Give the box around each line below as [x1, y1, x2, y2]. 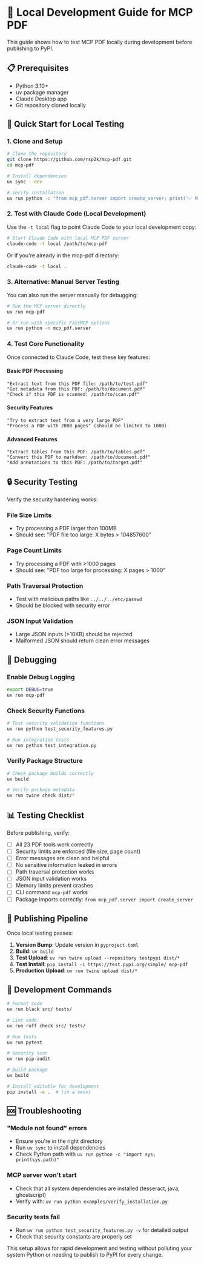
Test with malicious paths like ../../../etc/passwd [15, 595, 142, 602]
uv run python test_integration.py [7, 742, 97, 748]
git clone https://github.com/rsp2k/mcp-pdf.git [7, 157, 132, 163]
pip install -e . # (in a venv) [7, 1089, 91, 1095]
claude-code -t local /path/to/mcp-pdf [7, 240, 108, 247]
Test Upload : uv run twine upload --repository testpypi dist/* [15, 954, 180, 961]
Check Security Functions [7, 706, 85, 715]
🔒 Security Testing [7, 476, 78, 487]
